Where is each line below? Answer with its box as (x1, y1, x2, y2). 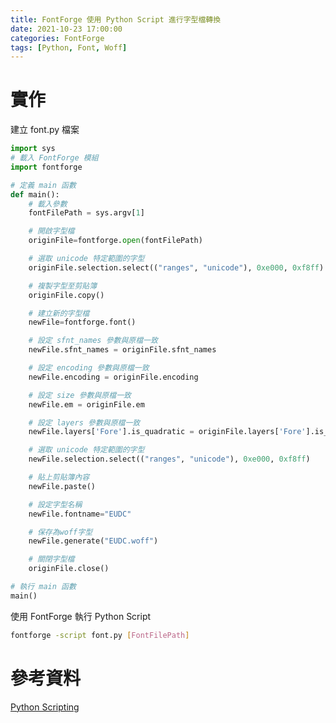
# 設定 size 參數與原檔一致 (28, 390, 132, 400)
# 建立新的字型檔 (28, 308, 90, 318)
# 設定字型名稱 (28, 499, 83, 510)
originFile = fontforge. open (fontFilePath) (28, 236, 203, 246)
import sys (10, 144, 56, 154)
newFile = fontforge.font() (28, 317, 137, 328)
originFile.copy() (28, 290, 105, 300)
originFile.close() (28, 564, 110, 574)
